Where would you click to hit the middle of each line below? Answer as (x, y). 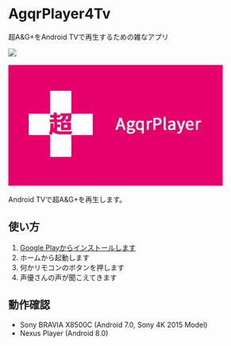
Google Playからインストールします (78, 247)
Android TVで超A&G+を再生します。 (67, 199)
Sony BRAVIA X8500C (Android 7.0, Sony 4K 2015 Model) (114, 325)
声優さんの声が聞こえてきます (68, 277)
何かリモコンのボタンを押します (72, 267)
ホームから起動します (54, 257)
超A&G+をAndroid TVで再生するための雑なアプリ (89, 37)
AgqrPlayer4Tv (60, 14)
